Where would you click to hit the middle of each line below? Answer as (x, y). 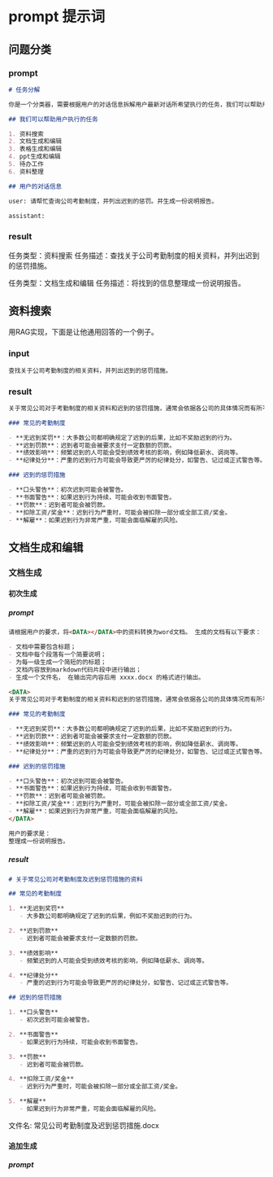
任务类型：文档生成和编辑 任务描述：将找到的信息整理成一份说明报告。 (127, 282)
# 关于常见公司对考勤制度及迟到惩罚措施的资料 (76, 879)
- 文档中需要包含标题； (43, 647)
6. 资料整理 (26, 172)
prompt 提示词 (57, 17)
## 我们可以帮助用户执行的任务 (54, 119)
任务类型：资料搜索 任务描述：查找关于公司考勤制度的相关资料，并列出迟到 (134, 255)
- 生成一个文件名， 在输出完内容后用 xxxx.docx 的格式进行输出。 (106, 677)
